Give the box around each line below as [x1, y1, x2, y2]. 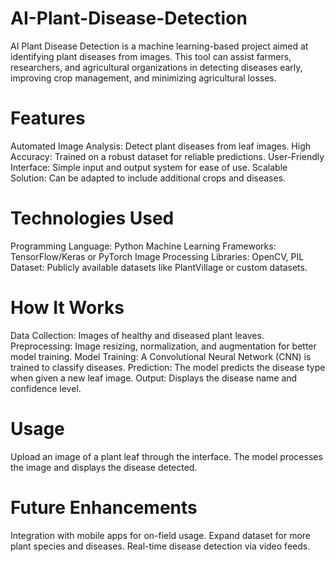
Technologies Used [10, 207, 175, 230]
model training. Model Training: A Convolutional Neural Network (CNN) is [10, 350, 312, 362]
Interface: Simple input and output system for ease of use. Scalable [10, 161, 288, 173]
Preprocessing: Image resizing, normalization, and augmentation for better [10, 340, 317, 352]
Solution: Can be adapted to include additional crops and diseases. [10, 172, 287, 184]
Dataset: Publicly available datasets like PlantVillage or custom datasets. [10, 261, 308, 273]
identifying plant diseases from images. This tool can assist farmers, [10, 50, 292, 62]
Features [10, 107, 86, 130]
